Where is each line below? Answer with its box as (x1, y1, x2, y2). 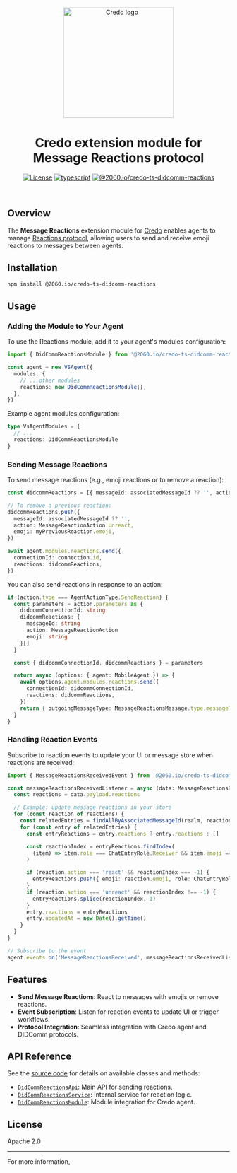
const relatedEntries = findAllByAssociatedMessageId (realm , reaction (20, 817, 232, 824)
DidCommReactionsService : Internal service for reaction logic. (17, 1090, 193, 1099)
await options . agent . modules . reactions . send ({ (20, 679, 159, 686)
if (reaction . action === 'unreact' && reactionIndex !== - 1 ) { (25, 888, 217, 896)
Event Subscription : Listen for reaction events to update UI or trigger (17, 1008, 219, 1016)
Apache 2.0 (7, 1137, 41, 1145)
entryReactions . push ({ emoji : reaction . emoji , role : (32, 875, 191, 883)
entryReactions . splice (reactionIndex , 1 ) (32, 895, 157, 902)
